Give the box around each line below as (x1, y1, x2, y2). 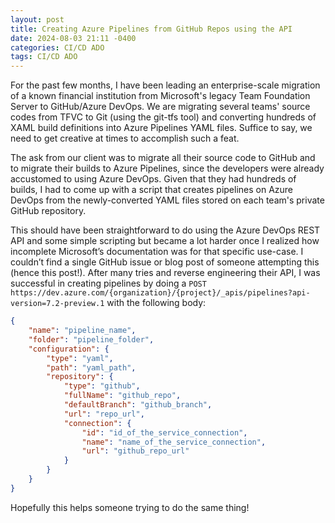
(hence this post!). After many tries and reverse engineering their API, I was (10, 267, 321, 279)
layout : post (10, 14, 65, 25)
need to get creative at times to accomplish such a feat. (10, 132, 240, 145)
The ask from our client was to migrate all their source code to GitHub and (10, 152, 316, 164)
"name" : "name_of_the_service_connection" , (81, 437, 267, 447)
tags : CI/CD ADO (10, 52, 78, 62)
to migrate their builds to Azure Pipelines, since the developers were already (10, 162, 325, 175)
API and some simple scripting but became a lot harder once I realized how (10, 235, 320, 247)
